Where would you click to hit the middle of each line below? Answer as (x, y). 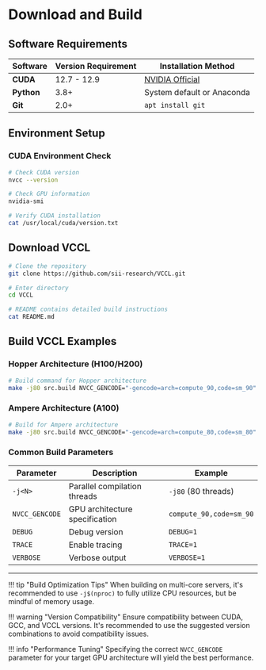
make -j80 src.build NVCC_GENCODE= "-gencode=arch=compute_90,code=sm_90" (133, 388)
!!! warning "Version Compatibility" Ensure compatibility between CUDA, (126, 617)
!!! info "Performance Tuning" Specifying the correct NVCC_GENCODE (116, 649)
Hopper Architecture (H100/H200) (76, 364)
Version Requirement (96, 66)
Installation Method (197, 66)
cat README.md (32, 317)
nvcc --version (33, 180)
